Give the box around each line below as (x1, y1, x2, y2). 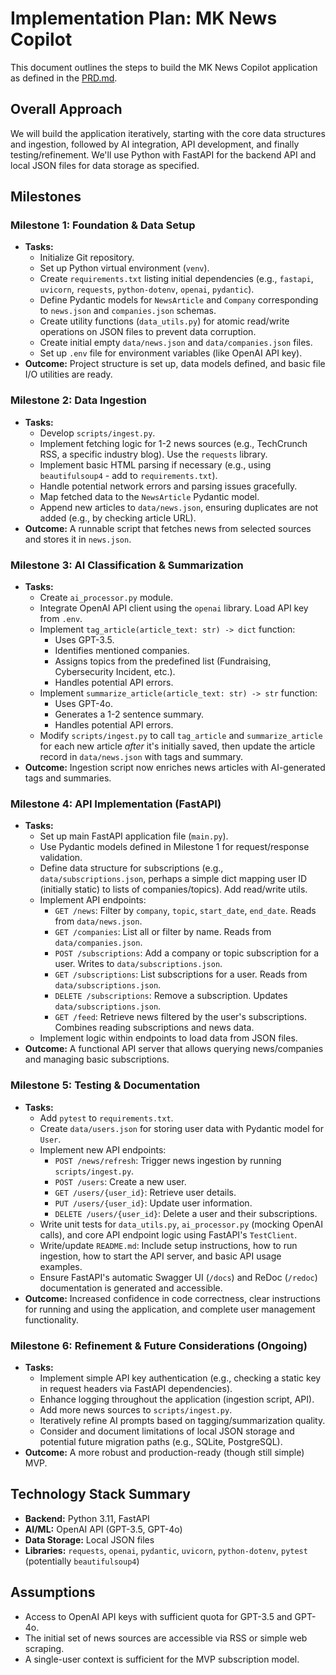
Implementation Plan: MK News (10, 7, 278, 30)
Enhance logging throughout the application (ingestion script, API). (39, 1393, 315, 1405)
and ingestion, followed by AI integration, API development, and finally (10, 138, 300, 150)
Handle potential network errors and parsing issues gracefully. (39, 480, 298, 492)
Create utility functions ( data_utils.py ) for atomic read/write (39, 315, 290, 327)
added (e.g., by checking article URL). (39, 512, 197, 524)
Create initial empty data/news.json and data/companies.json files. (39, 337, 313, 349)
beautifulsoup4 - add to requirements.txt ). (39, 469, 218, 481)
